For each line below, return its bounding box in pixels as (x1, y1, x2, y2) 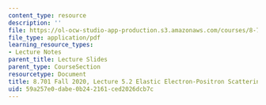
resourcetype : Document (8, 70, 87, 78)
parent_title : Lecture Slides (8, 56, 108, 64)
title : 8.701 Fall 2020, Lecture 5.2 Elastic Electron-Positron (8, 77, 225, 85)
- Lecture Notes (8, 48, 62, 56)
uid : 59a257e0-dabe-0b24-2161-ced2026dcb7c (8, 84, 154, 93)
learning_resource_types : (8, 41, 93, 49)
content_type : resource (8, 11, 87, 20)
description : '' (8, 19, 62, 27)
